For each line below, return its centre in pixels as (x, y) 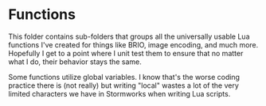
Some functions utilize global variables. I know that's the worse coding (124, 77)
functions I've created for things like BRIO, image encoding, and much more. (133, 44)
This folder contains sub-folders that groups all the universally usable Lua (129, 36)
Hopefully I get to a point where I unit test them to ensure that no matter (126, 53)
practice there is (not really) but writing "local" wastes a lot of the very (123, 85)
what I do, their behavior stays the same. (75, 62)
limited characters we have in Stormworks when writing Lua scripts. (119, 93)
